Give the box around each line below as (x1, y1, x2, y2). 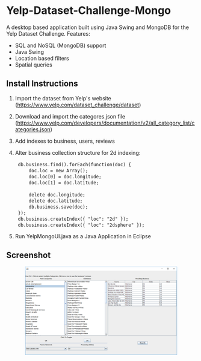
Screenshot (6, 250, 51, 261)
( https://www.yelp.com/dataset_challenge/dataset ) (14, 101, 141, 108)
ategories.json (14, 125, 51, 133)
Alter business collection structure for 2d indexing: (14, 149, 141, 156)
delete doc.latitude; (28, 198, 83, 204)
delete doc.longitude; (28, 192, 85, 198)
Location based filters (14, 54, 69, 62)
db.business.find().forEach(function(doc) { (17, 161, 131, 167)
